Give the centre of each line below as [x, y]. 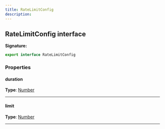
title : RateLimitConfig [29, 10]
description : [18, 14]
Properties [18, 68]
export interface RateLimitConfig [41, 55]
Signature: [16, 46]
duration [14, 79]
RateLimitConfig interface [45, 34]
